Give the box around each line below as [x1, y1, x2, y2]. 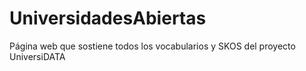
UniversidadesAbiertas [9, 7, 207, 30]
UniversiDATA [9, 50, 66, 62]
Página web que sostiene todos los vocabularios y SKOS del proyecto [9, 40, 296, 52]
